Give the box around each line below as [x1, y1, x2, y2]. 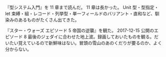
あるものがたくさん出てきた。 [18, 17, 80, 22]
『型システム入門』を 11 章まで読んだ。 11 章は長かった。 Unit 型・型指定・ [5, 4, 159, 10]
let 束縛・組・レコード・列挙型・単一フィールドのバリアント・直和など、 [5, 10, 156, 16]
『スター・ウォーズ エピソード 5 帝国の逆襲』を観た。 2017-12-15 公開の [5, 27, 155, 33]
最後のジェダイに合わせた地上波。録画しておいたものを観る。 [27, 34, 155, 39]
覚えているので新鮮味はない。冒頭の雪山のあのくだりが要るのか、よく [18, 40, 163, 46]
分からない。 [5, 46, 31, 52]
